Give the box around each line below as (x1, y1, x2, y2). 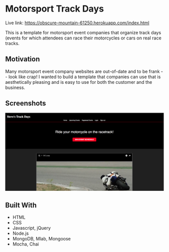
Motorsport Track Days (5, 3, 104, 15)
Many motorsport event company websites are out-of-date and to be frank (5, 68, 160, 74)
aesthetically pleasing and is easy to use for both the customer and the (5, 79, 152, 85)
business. (5, 84, 25, 90)
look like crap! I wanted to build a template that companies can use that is (8, 74, 161, 80)
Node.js (12, 230, 29, 236)
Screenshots (5, 99, 46, 108)
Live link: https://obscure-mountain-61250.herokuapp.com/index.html (5, 20, 149, 26)
